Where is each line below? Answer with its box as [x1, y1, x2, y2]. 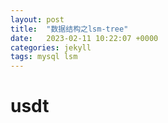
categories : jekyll [10, 42, 92, 53]
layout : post [10, 14, 65, 25]
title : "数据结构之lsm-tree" [10, 24, 129, 34]
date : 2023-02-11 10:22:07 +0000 [10, 33, 159, 43]
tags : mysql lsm [10, 52, 78, 62]
